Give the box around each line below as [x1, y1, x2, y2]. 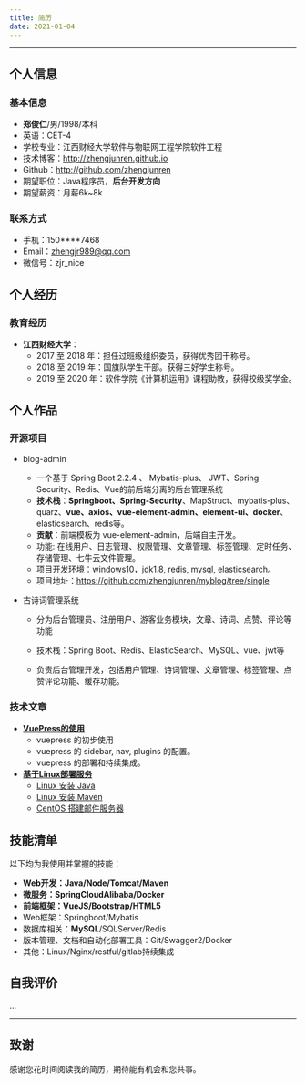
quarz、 [36, 506, 66, 517]
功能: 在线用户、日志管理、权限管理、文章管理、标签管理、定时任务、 [36, 541, 297, 552]
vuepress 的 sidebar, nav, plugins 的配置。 [36, 746, 196, 757]
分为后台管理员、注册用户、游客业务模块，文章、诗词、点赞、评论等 [36, 614, 292, 625]
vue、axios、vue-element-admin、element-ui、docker [66, 506, 280, 517]
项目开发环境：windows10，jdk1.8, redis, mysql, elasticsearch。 [36, 563, 276, 574]
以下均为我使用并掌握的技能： [9, 857, 121, 868]
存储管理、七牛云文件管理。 [36, 552, 141, 563]
